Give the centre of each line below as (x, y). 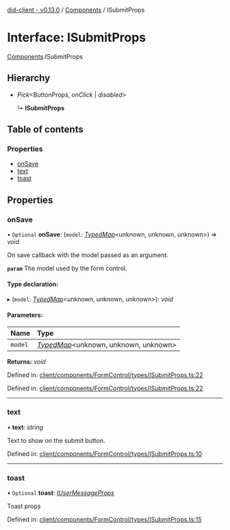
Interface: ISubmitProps (76, 38)
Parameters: (25, 315)
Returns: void (27, 361)
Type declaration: (33, 284)
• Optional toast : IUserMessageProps (61, 493)
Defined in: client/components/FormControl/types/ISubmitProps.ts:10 (105, 454)
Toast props (24, 506)
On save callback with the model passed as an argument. (88, 255)
